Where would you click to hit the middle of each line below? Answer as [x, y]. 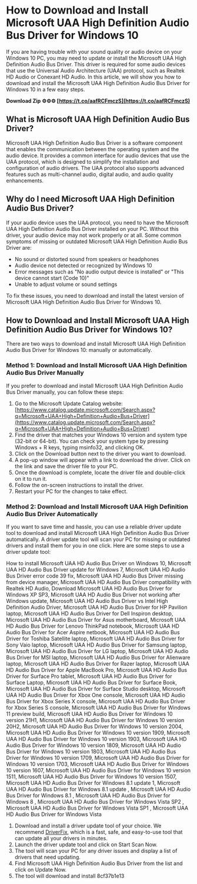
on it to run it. [31, 478]
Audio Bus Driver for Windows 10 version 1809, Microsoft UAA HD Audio [94, 745]
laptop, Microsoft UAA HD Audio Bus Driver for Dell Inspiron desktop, [90, 613]
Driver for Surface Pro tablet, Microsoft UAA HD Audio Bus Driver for [89, 676]
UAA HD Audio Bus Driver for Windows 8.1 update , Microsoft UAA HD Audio [98, 789]
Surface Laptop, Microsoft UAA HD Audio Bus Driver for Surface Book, [92, 682]
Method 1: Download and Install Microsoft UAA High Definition [96, 366]
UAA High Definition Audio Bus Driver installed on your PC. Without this [93, 229]
